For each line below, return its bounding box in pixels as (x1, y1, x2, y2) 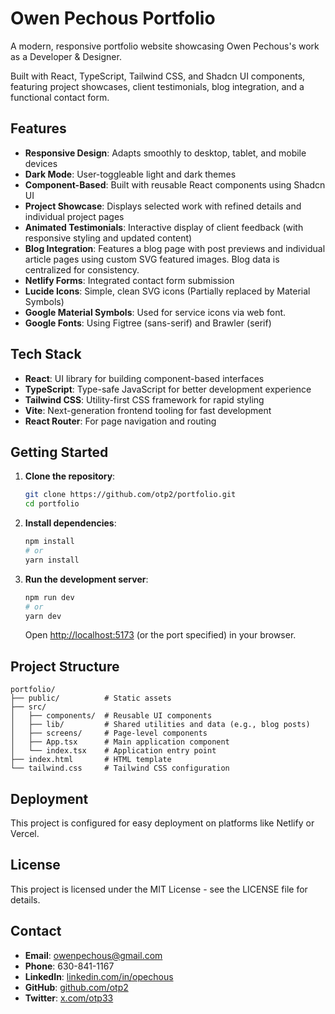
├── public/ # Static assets (10, 693, 172, 704)
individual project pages (24, 210, 125, 222)
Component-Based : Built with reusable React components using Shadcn (24, 178, 326, 191)
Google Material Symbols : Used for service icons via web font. (24, 306, 287, 318)
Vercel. (10, 828, 40, 839)
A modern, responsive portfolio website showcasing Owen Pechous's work (10, 40, 320, 52)
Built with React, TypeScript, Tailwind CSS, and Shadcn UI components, (10, 70, 306, 82)
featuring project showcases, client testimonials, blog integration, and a (10, 80, 305, 92)
